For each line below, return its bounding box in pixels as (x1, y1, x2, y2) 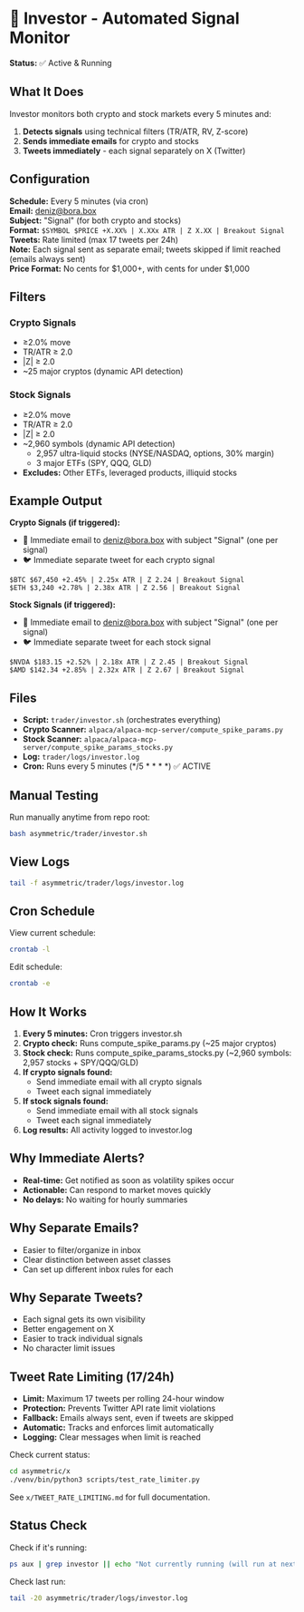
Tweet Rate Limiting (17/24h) (9, 1369, 175, 1384)
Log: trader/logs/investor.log (22, 752, 140, 762)
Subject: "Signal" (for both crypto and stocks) (9, 215, 182, 226)
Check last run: (9, 1576, 66, 1587)
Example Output (9, 493, 102, 509)
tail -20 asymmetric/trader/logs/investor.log (9, 1593, 188, 1603)
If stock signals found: (22, 1095, 109, 1106)
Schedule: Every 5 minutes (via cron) (9, 195, 149, 207)
